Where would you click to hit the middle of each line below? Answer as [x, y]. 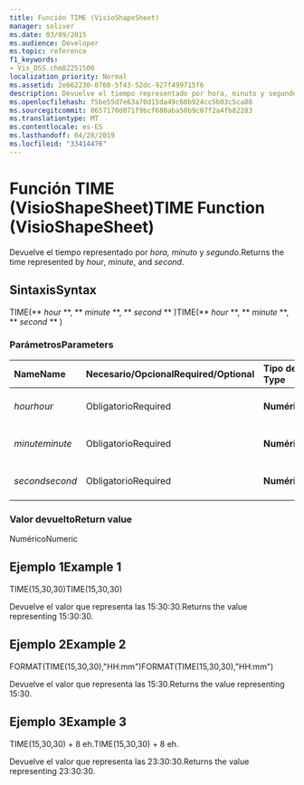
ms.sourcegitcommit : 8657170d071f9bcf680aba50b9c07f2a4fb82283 [131, 110]
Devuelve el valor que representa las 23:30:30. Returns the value [129, 761]
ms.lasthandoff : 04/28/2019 [62, 136]
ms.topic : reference [48, 52]
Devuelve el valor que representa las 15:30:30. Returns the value [128, 606]
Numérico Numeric [44, 539]
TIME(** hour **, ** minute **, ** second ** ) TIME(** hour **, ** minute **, [149, 312]
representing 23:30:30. [52, 771]
